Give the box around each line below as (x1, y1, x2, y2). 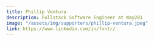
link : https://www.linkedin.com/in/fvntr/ (6, 25, 116, 32)
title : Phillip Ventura (6, 8, 67, 15)
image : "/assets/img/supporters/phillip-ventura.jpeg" (6, 20, 149, 26)
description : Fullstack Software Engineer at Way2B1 (6, 14, 143, 20)
